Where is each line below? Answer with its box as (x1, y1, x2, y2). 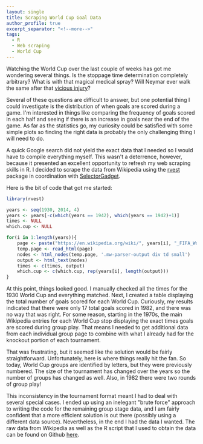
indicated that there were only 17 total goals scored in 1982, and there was (6, 304, 192, 312)
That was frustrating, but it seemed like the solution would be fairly (6, 348, 173, 355)
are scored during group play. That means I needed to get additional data (6, 324, 188, 331)
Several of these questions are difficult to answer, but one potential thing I (6, 96, 190, 103)
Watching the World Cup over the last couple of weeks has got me (6, 65, 172, 72)
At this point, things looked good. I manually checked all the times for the (6, 285, 188, 292)
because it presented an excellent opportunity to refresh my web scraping (6, 159, 191, 167)
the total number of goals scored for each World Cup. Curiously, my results (6, 298, 193, 305)
